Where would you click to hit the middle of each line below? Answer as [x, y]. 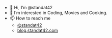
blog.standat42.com [37, 30]
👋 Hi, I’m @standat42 [31, 8]
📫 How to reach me [30, 18]
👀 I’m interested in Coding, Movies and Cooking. [58, 13]
